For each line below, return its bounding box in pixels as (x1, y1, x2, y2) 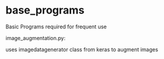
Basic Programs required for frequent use (5, 23, 107, 30)
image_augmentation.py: (5, 34, 66, 41)
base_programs (5, 4, 85, 17)
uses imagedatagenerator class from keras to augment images (5, 45, 158, 53)
